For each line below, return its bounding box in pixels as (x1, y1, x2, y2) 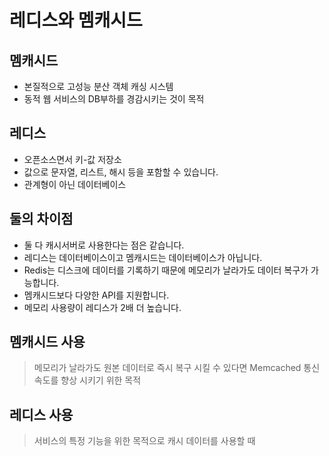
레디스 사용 (9, 406, 74, 423)
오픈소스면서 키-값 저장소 (23, 153, 122, 165)
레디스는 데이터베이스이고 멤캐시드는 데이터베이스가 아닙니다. (23, 251, 263, 263)
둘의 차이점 (9, 211, 74, 228)
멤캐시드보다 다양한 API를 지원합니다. (23, 289, 170, 301)
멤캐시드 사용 (9, 334, 86, 351)
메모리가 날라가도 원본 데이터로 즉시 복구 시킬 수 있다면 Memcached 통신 (33, 362, 321, 374)
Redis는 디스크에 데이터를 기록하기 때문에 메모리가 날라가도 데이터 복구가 (23, 264, 309, 276)
